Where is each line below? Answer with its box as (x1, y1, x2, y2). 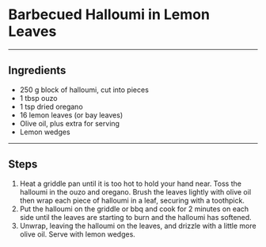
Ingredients (8, 64, 66, 77)
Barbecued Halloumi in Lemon (8, 6, 210, 24)
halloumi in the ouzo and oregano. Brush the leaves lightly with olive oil (19, 187, 252, 196)
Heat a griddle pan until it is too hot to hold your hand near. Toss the (19, 179, 241, 188)
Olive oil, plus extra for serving (19, 118, 120, 128)
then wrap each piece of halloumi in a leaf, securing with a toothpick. (19, 195, 245, 205)
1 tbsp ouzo (19, 93, 58, 102)
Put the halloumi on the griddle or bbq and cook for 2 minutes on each (19, 204, 249, 214)
